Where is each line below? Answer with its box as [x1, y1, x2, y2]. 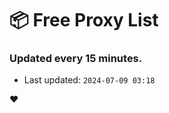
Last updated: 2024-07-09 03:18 [23, 74, 156, 86]
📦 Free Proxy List [9, 9, 159, 32]
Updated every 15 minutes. [9, 52, 143, 66]
